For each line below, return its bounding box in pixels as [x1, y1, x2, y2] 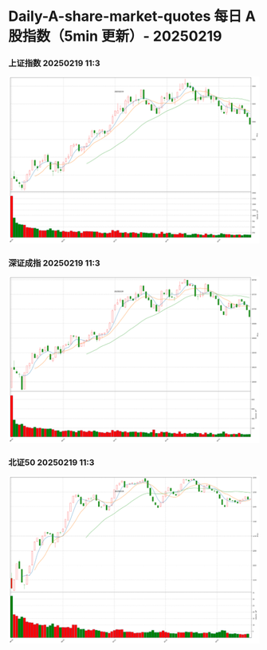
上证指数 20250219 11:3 [8, 57, 101, 69]
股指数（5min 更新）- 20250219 [8, 27, 222, 45]
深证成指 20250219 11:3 [8, 258, 101, 269]
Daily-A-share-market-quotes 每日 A [8, 7, 257, 26]
